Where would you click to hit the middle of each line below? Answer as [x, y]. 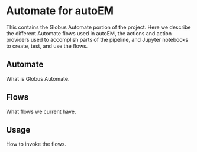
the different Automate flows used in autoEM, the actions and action [89, 33]
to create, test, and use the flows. [47, 46]
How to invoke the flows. [36, 144]
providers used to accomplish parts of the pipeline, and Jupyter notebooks [97, 39]
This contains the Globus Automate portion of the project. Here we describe [98, 27]
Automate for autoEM [60, 11]
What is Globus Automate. [38, 78]
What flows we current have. [41, 111]
